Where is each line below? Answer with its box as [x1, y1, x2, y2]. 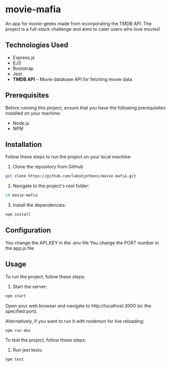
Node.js [12, 120, 30, 126]
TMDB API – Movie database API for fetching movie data [12, 76, 132, 82]
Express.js [12, 54, 35, 60]
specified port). [5, 308, 38, 314]
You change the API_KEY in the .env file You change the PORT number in [5, 240, 159, 246]
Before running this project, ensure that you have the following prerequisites [5, 104, 166, 111]
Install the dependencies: [12, 202, 67, 208]
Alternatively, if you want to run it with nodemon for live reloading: [5, 318, 144, 324]
